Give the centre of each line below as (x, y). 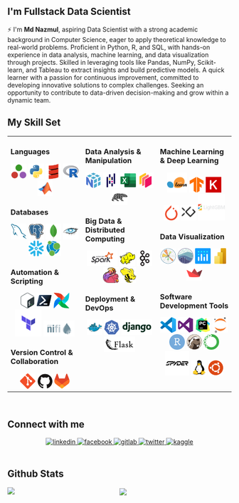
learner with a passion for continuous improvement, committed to (103, 77)
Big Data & (103, 221)
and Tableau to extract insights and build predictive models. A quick (125, 70)
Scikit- (207, 62)
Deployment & (110, 299)
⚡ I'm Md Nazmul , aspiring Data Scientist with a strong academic (103, 29)
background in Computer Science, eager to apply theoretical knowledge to (117, 39)
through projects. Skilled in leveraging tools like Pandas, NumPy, (102, 62)
